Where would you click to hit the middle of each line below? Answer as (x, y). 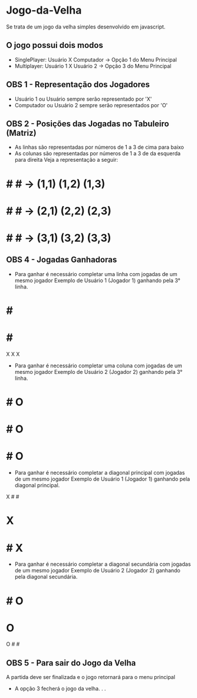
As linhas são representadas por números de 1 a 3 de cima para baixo (99, 147)
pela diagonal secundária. (46, 577)
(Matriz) (21, 133)
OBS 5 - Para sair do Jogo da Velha (71, 663)
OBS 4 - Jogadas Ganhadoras (62, 260)
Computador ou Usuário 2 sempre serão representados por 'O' (91, 105)
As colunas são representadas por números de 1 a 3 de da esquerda (98, 153)
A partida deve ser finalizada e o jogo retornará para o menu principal (91, 677)
